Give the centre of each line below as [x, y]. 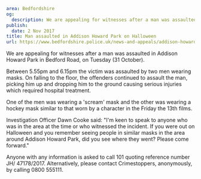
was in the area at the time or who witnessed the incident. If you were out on [100, 126]
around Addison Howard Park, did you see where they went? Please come [98, 139]
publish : [17, 25]
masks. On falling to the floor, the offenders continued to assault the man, [97, 78]
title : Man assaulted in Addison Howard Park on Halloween [81, 37]
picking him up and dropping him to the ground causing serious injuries [94, 84]
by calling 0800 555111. [35, 170]
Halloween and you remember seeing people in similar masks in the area [96, 133]
